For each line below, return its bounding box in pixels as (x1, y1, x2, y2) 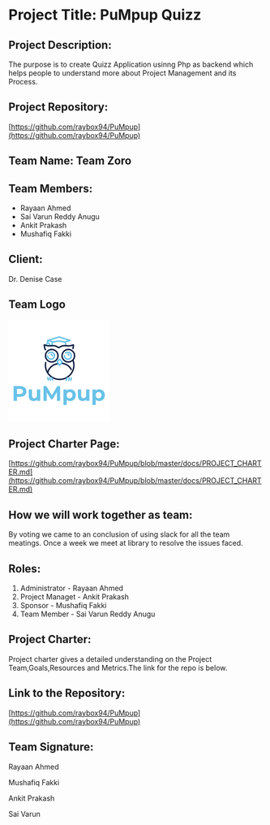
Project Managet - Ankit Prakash (19, 592, 130, 602)
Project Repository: (8, 100, 109, 114)
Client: (8, 253, 43, 266)
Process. (8, 77, 38, 86)
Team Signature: (8, 741, 94, 754)
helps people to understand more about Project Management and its (8, 68, 237, 78)
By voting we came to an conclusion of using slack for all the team (8, 529, 230, 539)
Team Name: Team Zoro (8, 154, 132, 168)
